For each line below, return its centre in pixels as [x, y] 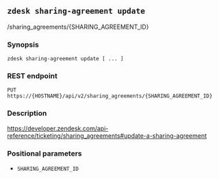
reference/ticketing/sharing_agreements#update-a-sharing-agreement [107, 135]
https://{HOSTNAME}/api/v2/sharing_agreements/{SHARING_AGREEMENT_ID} [110, 96]
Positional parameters [44, 153]
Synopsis [23, 45]
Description [27, 113]
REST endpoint [33, 76]
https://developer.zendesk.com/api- [58, 128]
